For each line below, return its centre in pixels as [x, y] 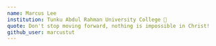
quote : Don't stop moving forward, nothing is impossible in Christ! [109, 26]
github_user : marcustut [41, 32]
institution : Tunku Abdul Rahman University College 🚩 [87, 20]
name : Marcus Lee [32, 13]
